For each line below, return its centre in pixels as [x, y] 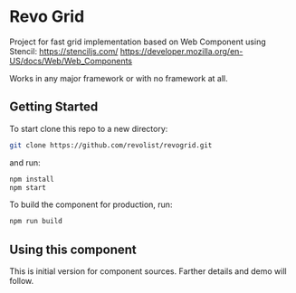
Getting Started [54, 107]
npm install [32, 179]
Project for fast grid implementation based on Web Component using [138, 42]
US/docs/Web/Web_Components [71, 61]
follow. [22, 281]
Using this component [73, 249]
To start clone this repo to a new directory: [89, 128]
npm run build [36, 222]
